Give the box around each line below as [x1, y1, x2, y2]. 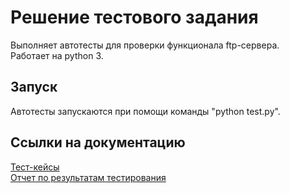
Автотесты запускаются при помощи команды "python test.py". [10, 105, 281, 117]
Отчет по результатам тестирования [10, 171, 167, 183]
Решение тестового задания [10, 6, 259, 29]
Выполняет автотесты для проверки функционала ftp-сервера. [10, 39, 280, 51]
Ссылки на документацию [10, 134, 186, 151]
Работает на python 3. [10, 49, 104, 61]
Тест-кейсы [10, 161, 60, 173]
